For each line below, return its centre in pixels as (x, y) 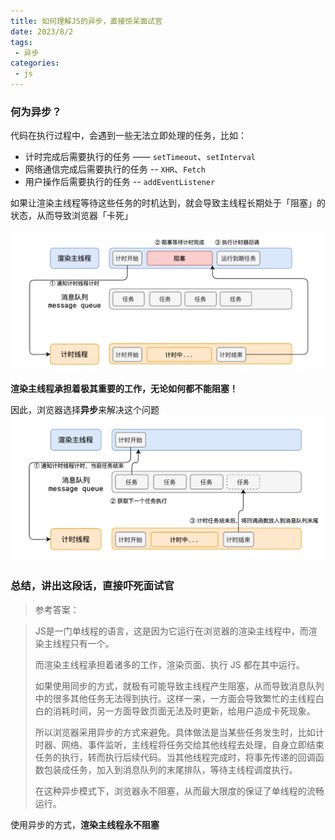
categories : (35, 63)
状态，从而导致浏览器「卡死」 (71, 216)
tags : (21, 42)
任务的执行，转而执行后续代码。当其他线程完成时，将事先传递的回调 (175, 757)
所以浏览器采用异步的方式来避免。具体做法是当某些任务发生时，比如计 (179, 732)
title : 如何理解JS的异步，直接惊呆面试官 (86, 21)
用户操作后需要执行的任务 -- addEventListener (120, 182)
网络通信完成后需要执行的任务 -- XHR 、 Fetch (115, 169)
